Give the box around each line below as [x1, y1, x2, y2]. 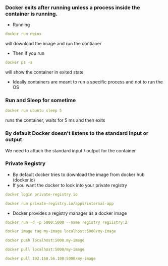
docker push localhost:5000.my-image [5, 238, 85, 243]
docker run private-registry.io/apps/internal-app [5, 201, 114, 206]
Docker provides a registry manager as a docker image [12, 210, 127, 216]
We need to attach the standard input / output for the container [5, 147, 136, 153]
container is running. [5, 10, 58, 17]
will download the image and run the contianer [5, 41, 102, 47]
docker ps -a [5, 60, 33, 65]
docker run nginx [5, 32, 42, 37]
